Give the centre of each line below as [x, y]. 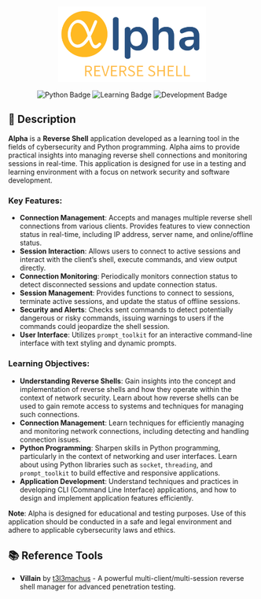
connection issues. [50, 439]
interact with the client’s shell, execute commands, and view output [128, 260]
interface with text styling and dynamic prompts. [98, 343]
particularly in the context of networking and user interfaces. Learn [128, 456]
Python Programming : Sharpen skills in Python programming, [120, 448]
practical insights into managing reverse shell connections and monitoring [128, 155]
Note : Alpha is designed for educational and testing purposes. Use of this [127, 513]
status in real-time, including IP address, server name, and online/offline [136, 235]
